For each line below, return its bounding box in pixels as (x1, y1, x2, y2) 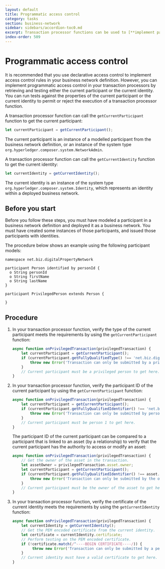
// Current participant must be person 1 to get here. (21, 420, 136, 425)
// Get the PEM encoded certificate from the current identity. (21, 528, 156, 533)
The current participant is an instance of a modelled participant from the (5, 136, 151, 142)
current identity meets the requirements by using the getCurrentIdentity (12, 504, 160, 510)
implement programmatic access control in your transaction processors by (5, 82, 156, 88)
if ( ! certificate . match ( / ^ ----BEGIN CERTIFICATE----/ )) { (21, 542, 142, 546)
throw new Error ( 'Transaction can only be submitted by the (30, 476, 156, 481)
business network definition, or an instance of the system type (5, 141, 132, 147)
